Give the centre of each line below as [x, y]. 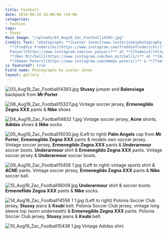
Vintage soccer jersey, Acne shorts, [120, 119]
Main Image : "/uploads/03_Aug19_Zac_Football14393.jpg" [64, 38]
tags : [11, 28]
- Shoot [13, 33]
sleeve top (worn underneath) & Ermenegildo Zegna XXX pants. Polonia [80, 211]
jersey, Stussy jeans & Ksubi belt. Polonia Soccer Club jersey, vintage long [82, 205]
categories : [17, 19]
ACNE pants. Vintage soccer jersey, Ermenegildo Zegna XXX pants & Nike [82, 170]
